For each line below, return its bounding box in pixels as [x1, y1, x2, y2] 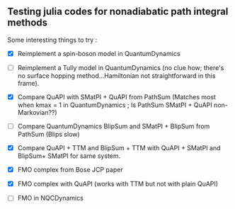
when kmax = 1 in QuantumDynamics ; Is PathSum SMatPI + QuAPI [17, 101, 212, 109]
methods [7, 17, 48, 29]
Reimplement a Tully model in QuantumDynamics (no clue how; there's [17, 63, 224, 72]
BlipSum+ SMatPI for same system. [17, 152, 121, 160]
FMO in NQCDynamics [17, 194, 84, 203]
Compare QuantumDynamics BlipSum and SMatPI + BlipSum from [17, 122, 210, 130]
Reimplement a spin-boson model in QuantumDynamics [17, 49, 180, 57]
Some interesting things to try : [7, 35, 98, 44]
